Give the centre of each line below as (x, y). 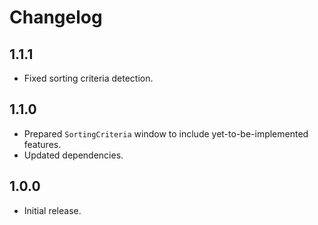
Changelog (56, 17)
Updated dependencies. (73, 155)
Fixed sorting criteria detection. (88, 78)
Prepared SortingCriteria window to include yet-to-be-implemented (166, 133)
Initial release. (52, 210)
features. (42, 144)
